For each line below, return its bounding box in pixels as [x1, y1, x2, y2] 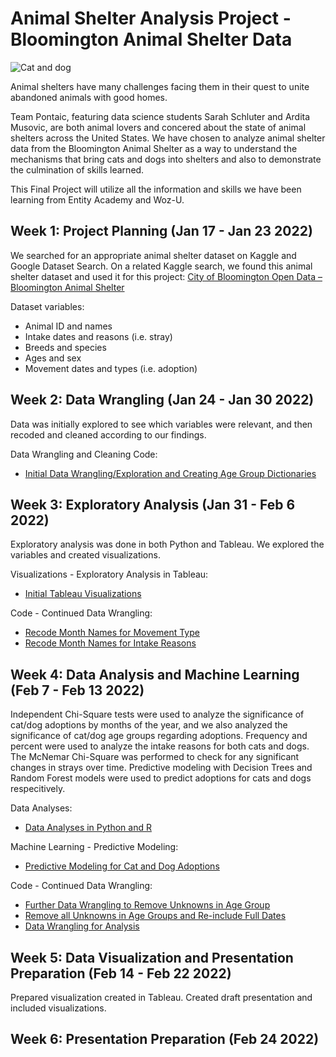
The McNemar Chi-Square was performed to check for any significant [10, 751, 300, 763]
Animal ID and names [24, 320, 113, 332]
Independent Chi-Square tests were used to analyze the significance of [10, 708, 305, 721]
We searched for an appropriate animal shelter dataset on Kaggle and [10, 249, 297, 261]
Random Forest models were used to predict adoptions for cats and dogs [10, 772, 312, 784]
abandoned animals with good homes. [10, 91, 168, 103]
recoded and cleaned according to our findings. [10, 428, 207, 441]
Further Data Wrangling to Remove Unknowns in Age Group [24, 899, 271, 911]
